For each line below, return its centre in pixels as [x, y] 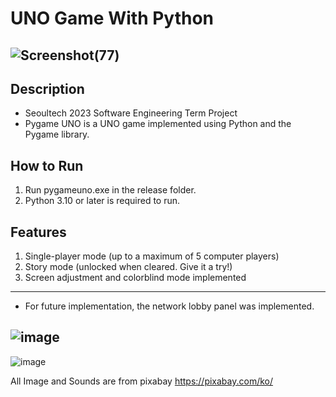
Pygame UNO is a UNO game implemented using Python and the [158, 124]
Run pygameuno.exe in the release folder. [110, 190]
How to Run [47, 165]
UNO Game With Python [112, 18]
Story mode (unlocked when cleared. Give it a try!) [128, 267]
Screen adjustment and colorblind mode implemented [135, 278]
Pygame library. [57, 134]
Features [38, 232]
